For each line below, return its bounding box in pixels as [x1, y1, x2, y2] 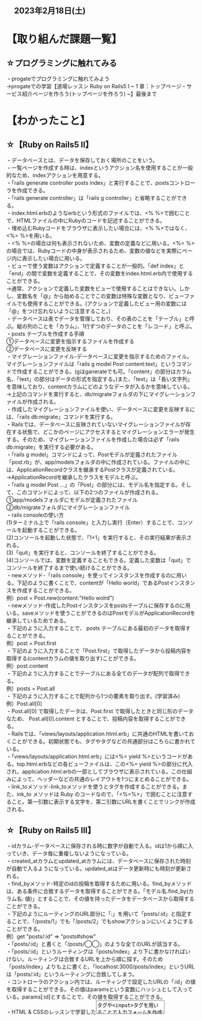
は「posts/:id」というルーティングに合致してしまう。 [6, 971, 138, 978]
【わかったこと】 [6, 114, 91, 127]
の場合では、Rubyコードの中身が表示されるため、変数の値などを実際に [6, 247, 182, 255]
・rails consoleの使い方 [6, 511, 64, 519]
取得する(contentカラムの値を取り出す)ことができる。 [6, 655, 139, 662]
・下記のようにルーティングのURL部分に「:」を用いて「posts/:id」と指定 [6, 911, 187, 918]
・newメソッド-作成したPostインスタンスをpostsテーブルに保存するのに [6, 602, 186, 609]
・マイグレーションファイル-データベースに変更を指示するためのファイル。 [6, 353, 192, 360]
